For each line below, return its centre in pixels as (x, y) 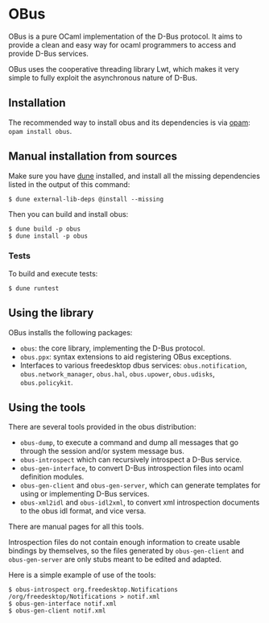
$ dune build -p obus (45, 229)
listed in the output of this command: (69, 184)
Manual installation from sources (93, 157)
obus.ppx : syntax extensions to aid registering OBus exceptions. (126, 356)
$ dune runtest (34, 288)
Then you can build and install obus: (68, 214)
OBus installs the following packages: (70, 332)
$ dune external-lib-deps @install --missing (86, 199)
